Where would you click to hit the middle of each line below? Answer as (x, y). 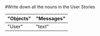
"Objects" (19, 18)
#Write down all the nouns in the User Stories (50, 7)
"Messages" (50, 18)
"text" (42, 27)
